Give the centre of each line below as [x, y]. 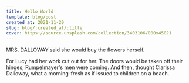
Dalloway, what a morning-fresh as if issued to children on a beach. [88, 74]
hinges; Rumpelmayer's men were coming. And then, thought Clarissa [90, 67]
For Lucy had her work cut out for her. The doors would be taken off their [95, 61]
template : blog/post [31, 17]
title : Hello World [30, 11]
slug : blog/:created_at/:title [44, 28]
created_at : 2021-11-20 [35, 22]
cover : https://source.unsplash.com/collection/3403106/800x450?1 [89, 33]
